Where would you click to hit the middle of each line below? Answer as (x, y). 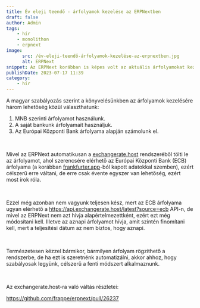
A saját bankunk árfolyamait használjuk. (63, 125)
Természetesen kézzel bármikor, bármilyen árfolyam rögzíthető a (86, 251)
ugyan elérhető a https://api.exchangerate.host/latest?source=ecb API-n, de (100, 209)
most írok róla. (24, 180)
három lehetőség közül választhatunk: (53, 107)
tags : (13, 28)
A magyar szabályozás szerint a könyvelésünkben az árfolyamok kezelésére (100, 101)
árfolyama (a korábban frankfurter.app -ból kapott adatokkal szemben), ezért (100, 167)
